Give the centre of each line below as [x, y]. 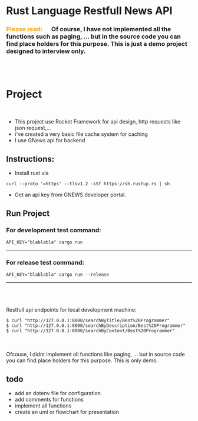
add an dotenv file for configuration [58, 393]
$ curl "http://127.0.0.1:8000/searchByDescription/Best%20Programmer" [96, 326]
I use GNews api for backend [50, 141]
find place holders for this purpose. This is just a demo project [97, 44]
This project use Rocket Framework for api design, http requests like [98, 122]
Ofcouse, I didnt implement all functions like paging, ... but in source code [95, 355]
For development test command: [54, 230]
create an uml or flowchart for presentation [67, 412]
